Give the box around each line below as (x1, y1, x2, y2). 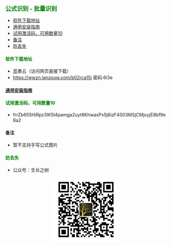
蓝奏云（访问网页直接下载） (12, 68, 72, 74)
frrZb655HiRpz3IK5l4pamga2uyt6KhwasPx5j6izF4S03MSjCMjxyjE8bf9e (12, 112, 166, 118)
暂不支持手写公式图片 (12, 142, 58, 148)
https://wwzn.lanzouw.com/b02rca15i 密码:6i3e (12, 74, 113, 81)
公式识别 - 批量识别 (5, 5, 57, 12)
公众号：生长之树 (12, 167, 49, 173)
